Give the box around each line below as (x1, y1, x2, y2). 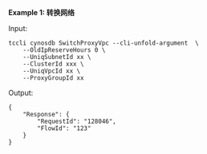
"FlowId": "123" (37, 124, 91, 132)
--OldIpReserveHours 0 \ (22, 46, 106, 54)
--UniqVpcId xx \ (22, 67, 81, 75)
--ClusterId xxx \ (22, 60, 84, 68)
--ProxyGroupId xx (22, 74, 84, 82)
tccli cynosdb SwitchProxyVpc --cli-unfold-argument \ (8, 39, 199, 47)
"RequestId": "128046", (37, 117, 116, 125)
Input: (8, 24, 28, 33)
